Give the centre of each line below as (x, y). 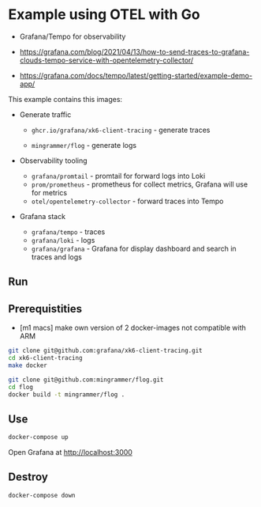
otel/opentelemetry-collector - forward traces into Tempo (127, 201)
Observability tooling (54, 161)
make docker (28, 365)
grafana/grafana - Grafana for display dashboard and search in (134, 248)
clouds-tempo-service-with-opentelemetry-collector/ (106, 60)
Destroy (28, 477)
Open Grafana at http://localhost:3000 (70, 452)
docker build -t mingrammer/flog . (67, 394)
